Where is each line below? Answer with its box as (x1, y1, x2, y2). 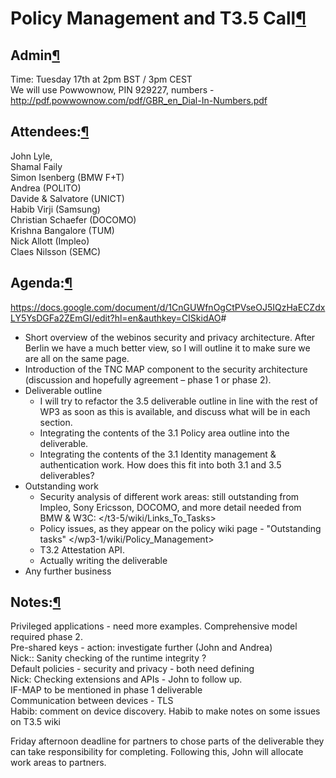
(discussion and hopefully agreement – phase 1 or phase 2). (24, 373, 272, 386)
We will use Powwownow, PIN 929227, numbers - (10, 84, 215, 96)
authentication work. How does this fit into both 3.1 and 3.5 (39, 458, 282, 471)
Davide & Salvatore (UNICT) (10, 192, 125, 204)
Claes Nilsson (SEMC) (10, 245, 102, 257)
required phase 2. (10, 631, 83, 643)
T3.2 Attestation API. (39, 543, 125, 556)
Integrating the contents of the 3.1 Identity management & (39, 448, 277, 460)
